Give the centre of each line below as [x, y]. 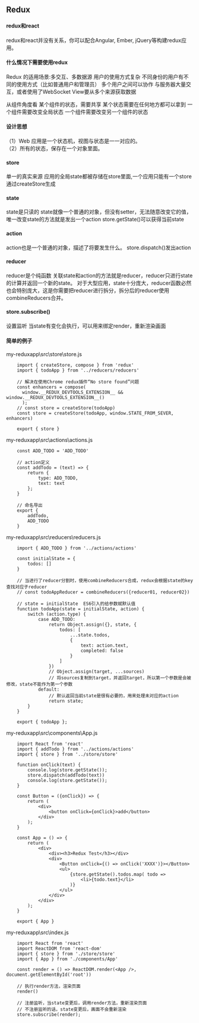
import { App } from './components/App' [67, 959]
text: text [51, 483]
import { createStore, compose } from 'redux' [75, 365]
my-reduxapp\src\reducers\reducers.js [53, 537]
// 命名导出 [30, 506]
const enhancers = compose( [51, 387]
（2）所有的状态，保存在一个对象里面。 [55, 148]
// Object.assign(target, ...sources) [97, 672]
